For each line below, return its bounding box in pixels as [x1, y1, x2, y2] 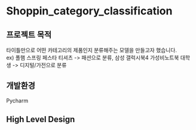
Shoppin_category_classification [6, 4, 173, 18]
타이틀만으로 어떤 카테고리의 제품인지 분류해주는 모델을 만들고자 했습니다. [6, 47, 177, 53]
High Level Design [6, 114, 75, 125]
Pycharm [6, 97, 29, 104]
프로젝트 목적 [6, 29, 52, 40]
